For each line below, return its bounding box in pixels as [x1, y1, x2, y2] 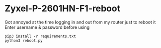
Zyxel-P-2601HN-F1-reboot [4, 3, 120, 14]
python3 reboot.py [4, 38, 43, 43]
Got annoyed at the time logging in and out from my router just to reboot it [4, 19, 156, 25]
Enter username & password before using [4, 24, 90, 30]
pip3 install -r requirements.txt [4, 34, 77, 39]
